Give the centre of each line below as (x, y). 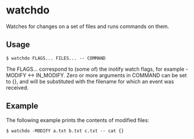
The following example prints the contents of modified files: (78, 120)
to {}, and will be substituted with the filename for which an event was (90, 81)
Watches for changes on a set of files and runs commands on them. (88, 26)
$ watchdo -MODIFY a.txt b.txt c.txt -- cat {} (65, 131)
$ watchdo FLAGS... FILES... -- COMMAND (56, 58)
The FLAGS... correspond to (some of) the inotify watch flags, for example (95, 69)
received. (18, 88)
